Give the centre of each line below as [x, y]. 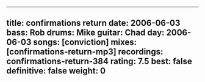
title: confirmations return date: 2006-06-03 [93, 23]
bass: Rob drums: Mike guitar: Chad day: [85, 33]
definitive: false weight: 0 [56, 71]
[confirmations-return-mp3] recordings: [85, 52]
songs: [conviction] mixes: [85, 43]
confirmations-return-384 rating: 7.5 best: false [99, 61]
